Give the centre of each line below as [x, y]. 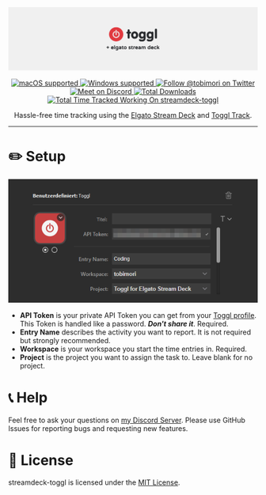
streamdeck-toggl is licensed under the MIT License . [94, 482]
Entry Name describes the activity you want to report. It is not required [135, 332]
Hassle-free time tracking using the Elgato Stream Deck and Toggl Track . [133, 115]
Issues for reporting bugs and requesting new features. [98, 428]
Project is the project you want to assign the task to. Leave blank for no [136, 357]
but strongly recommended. [65, 340]
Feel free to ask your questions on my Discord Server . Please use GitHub [127, 420]
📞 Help [28, 397]
